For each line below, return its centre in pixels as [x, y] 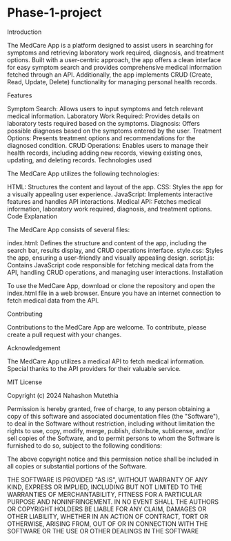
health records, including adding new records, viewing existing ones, [105, 153]
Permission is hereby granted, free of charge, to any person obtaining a [109, 408]
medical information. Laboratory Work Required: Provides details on [103, 116]
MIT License [25, 382]
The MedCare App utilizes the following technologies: [83, 173]
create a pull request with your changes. [64, 334]
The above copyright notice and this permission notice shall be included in [113, 459]
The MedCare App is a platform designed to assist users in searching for [110, 45]
